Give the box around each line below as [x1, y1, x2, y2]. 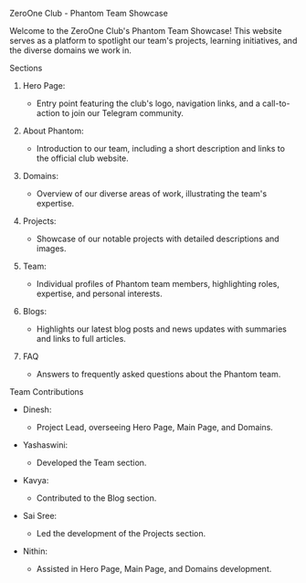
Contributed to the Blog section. [36, 493, 157, 503]
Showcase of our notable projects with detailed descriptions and [36, 233, 280, 244]
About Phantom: [22, 125, 84, 136]
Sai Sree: [22, 511, 58, 521]
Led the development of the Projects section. [36, 528, 206, 538]
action [36, 108, 61, 118]
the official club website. [36, 153, 130, 164]
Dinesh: [22, 404, 52, 415]
